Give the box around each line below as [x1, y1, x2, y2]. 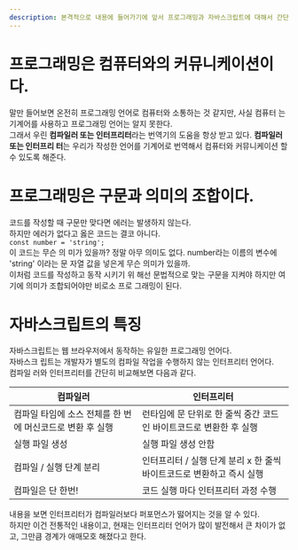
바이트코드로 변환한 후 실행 [152, 421, 259, 434]
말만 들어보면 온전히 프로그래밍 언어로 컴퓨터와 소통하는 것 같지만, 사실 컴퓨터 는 [9, 107, 286, 118]
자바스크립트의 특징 [9, 314, 142, 334]
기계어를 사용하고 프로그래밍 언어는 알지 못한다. [9, 118, 173, 129]
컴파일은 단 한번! [13, 484, 79, 497]
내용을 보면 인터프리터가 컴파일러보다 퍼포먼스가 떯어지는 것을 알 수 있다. [9, 509, 260, 520]
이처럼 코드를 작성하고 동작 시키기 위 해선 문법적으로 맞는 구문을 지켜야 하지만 [9, 269, 277, 279]
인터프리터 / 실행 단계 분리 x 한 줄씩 [141, 454, 282, 467]
